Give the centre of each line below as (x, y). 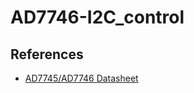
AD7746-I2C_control (97, 17)
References (47, 54)
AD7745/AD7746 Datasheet (81, 78)
